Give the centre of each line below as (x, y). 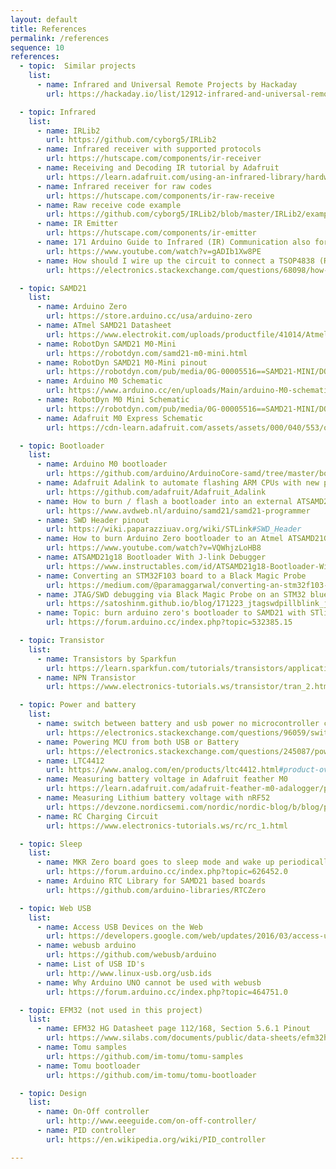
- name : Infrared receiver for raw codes (124, 186)
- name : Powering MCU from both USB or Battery (138, 742)
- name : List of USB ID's (90, 964)
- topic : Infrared (58, 112)
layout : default (44, 19)
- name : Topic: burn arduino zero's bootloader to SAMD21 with (171, 613)
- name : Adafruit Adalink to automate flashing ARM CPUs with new (178, 483)
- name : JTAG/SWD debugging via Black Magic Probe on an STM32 (171, 594)
